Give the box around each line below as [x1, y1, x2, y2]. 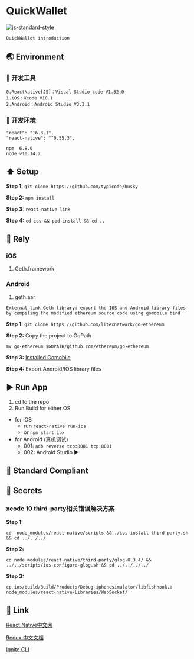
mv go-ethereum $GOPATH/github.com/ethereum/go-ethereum [6, 343, 149, 349]
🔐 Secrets [6, 486, 42, 496]
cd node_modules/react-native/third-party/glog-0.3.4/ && [6, 557, 152, 563]
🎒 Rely [6, 234, 30, 244]
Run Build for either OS [14, 404, 71, 412]
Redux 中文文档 [6, 634, 44, 641]
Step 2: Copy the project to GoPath [6, 332, 92, 339]
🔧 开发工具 [6, 74, 37, 82]
